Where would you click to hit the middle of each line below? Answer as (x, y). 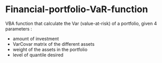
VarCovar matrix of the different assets (53, 44)
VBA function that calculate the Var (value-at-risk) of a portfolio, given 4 (81, 23)
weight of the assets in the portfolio (50, 49)
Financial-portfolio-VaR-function (77, 9)
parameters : (19, 28)
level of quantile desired (38, 55)
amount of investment (36, 39)
